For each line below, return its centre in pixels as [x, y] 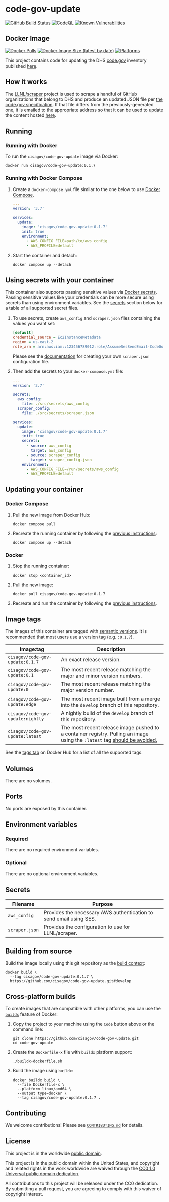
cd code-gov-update [33, 1043]
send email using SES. [70, 919]
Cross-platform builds [41, 997]
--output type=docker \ [42, 1093]
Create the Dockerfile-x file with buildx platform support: [72, 1052]
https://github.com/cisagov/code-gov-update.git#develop [71, 981]
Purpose [103, 904]
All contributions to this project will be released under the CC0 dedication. [82, 1183]
